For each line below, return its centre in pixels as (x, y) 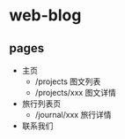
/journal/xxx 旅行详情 (73, 115)
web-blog (45, 15)
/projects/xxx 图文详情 (75, 93)
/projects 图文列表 (68, 81)
